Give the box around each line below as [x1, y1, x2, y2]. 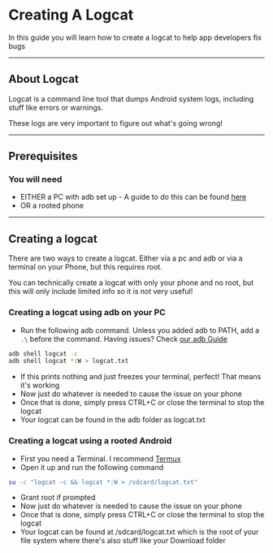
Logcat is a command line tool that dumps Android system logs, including [8, 93, 254, 103]
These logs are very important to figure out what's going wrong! [8, 118, 223, 127]
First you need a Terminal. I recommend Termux [19, 453, 181, 464]
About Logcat [8, 72, 79, 86]
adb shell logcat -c [8, 349, 79, 358]
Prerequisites [8, 149, 78, 163]
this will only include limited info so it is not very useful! [8, 287, 193, 296]
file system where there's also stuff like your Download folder [19, 536, 226, 546]
